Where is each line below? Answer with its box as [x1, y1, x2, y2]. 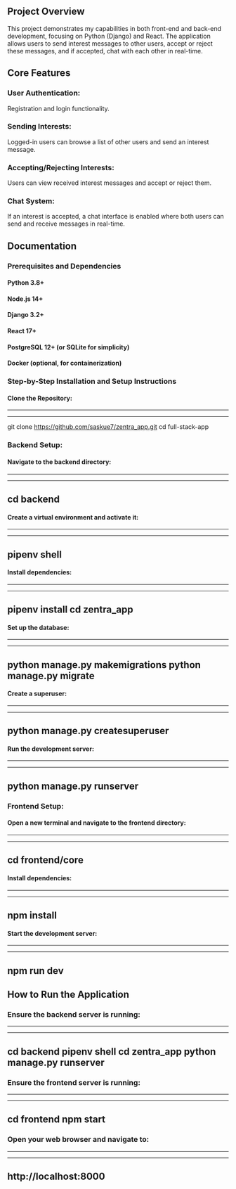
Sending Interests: [7, 122, 72, 131]
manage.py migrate [7, 669, 95, 681]
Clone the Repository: [7, 394, 72, 402]
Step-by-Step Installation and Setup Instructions [7, 376, 177, 386]
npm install [7, 909, 58, 921]
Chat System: [7, 196, 55, 206]
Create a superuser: [7, 689, 67, 698]
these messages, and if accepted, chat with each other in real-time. [7, 46, 203, 55]
